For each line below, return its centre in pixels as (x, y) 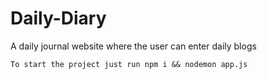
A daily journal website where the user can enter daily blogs (133, 46)
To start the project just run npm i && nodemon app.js (129, 64)
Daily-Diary (58, 18)
